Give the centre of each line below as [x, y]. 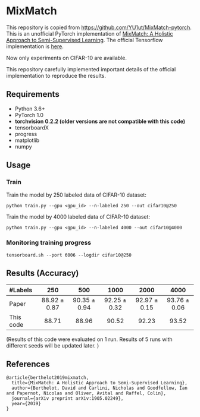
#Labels [21, 290]
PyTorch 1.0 [29, 115]
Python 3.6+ [30, 109]
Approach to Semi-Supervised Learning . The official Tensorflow [85, 40]
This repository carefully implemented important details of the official [91, 69]
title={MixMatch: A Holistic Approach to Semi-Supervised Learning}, [99, 383]
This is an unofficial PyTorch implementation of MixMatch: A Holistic [90, 33]
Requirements [33, 94]
